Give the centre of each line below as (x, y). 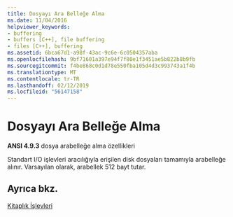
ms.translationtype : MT (42, 72)
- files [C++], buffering (45, 46)
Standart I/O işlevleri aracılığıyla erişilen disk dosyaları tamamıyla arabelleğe (116, 160)
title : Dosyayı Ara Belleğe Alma (56, 14)
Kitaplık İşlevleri (30, 205)
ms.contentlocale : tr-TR (43, 79)
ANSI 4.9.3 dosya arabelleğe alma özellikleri (71, 146)
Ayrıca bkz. (33, 189)
